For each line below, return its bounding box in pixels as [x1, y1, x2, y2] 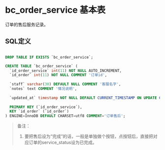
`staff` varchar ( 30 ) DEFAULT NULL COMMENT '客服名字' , [9, 82, 121, 87]
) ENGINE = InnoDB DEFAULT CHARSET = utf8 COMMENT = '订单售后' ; [5, 113, 126, 119]
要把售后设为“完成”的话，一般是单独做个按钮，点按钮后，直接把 [24, 133, 153, 139]
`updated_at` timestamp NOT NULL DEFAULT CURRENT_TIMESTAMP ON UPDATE [9, 95, 157, 100]
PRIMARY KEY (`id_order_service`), [9, 105, 82, 109]
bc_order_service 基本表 [5, 4, 106, 16]
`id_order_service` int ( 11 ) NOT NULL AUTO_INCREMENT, [9, 68, 122, 73]
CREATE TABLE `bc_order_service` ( [5, 64, 78, 68]
